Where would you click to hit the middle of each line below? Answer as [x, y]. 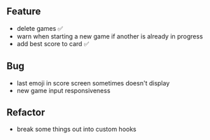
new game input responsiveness [63, 90]
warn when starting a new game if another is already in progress [110, 36]
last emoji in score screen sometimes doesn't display [93, 83]
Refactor [26, 112]
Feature [24, 12]
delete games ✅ [40, 28]
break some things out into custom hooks [77, 129]
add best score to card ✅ [53, 43]
